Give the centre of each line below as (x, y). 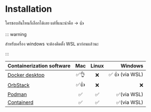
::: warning (16, 34)
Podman (17, 94)
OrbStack (19, 85)
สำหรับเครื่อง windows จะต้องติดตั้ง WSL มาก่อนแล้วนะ (52, 44)
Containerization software (39, 66)
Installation (29, 9)
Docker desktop (26, 75)
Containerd (20, 102)
